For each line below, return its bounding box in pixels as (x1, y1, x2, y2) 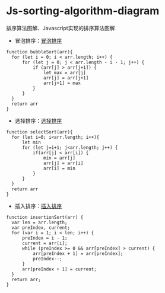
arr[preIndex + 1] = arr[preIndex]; (32, 250, 123, 256)
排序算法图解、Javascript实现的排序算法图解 (6, 24, 115, 31)
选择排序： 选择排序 (14, 117, 62, 124)
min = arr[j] (43, 155, 76, 161)
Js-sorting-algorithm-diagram (6, 4, 160, 18)
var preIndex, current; (11, 224, 70, 231)
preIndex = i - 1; (21, 235, 68, 241)
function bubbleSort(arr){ (6, 49, 73, 55)
